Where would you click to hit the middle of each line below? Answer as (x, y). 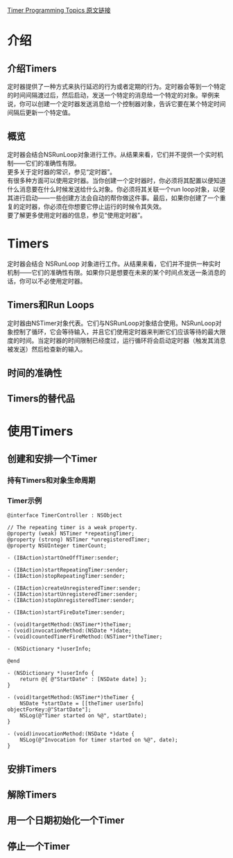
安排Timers (32, 769)
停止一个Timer (38, 846)
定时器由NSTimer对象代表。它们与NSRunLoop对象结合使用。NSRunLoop (112, 323)
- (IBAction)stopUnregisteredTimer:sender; (71, 601)
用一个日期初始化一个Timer (66, 821)
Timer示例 (25, 500)
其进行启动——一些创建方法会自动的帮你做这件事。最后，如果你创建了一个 (113, 198)
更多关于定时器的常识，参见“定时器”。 (62, 171)
